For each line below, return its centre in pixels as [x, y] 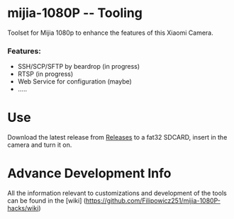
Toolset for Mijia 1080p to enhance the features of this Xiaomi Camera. [111, 33]
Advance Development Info [89, 173]
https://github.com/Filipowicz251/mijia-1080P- [153, 201]
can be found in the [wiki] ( [47, 201]
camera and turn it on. [40, 145]
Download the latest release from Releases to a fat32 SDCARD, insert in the [117, 137]
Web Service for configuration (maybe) [75, 82]
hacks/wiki [23, 208]
